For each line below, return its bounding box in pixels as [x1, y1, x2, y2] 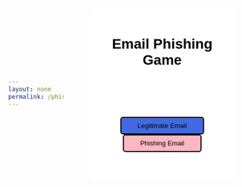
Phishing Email [139, 139, 185, 148]
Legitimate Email [137, 121, 188, 130]
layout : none [8, 85, 51, 94]
